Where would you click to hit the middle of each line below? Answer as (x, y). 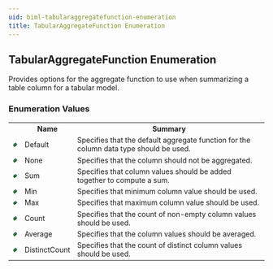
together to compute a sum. (123, 180)
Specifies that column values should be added (154, 171)
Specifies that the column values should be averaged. (167, 234)
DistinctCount (47, 249)
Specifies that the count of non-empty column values (167, 214)
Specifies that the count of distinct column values (159, 245)
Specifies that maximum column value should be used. (168, 202)
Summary (169, 129)
